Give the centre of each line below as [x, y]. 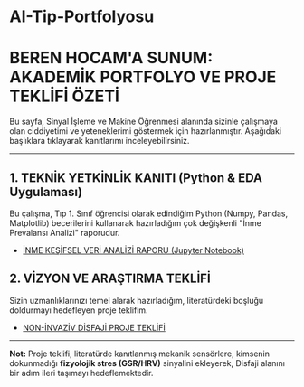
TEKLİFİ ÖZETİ [65, 96]
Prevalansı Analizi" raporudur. [65, 232]
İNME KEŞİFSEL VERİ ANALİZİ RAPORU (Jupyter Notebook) [133, 250]
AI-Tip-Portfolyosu [82, 17]
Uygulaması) [46, 192]
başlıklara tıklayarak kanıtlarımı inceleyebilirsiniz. [100, 141]
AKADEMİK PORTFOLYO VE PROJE [143, 77]
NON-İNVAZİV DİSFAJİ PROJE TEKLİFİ [94, 327]
